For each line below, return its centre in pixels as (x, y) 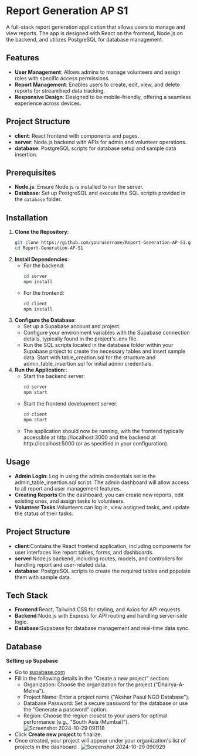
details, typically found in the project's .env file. (80, 339)
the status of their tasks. (44, 513)
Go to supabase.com (40, 672)
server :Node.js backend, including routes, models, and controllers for (99, 559)
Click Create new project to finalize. (58, 734)
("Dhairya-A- (169, 685)
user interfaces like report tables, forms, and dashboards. (84, 552)
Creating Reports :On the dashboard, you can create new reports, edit (99, 495)
